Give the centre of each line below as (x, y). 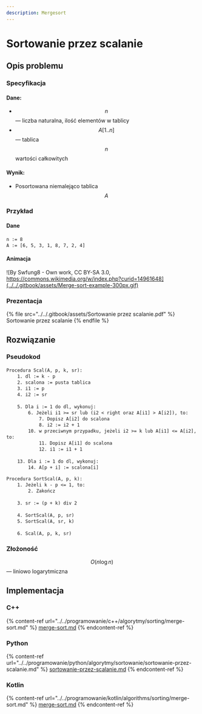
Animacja (19, 259)
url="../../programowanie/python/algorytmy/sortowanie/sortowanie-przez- (99, 663)
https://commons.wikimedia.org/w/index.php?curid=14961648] (85, 279)
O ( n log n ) (102, 562)
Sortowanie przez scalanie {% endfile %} (58, 321)
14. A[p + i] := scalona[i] (63, 467)
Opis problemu (35, 66)
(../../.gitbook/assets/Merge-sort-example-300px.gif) (72, 285)
